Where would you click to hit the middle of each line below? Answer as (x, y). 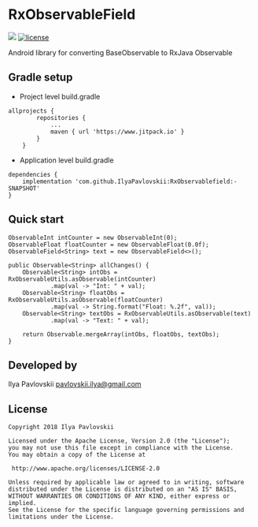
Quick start (36, 220)
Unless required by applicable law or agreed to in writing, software (126, 483)
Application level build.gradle (66, 160)
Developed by (43, 365)
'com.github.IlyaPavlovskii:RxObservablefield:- (156, 181)
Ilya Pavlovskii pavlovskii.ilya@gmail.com (75, 384)
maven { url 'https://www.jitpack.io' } (117, 132)
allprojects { (31, 111)
